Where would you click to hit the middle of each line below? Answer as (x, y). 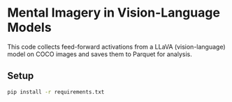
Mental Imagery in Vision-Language (114, 13)
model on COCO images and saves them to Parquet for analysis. (100, 54)
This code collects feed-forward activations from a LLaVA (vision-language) (116, 46)
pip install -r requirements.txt (56, 92)
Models (29, 27)
